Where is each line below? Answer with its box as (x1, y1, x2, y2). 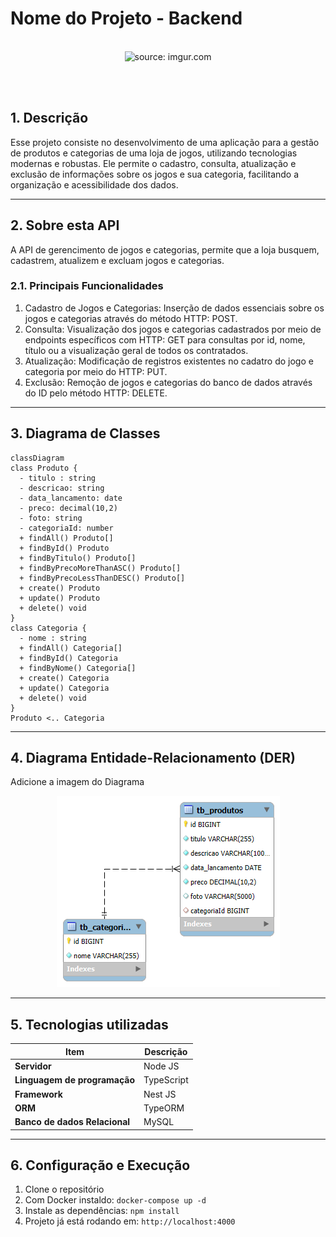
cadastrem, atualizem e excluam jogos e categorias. (10, 254, 225, 266)
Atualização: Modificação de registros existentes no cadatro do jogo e (24, 355, 314, 367)
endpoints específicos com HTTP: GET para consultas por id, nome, (24, 333, 306, 346)
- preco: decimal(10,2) (19, 503, 118, 513)
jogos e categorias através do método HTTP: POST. (24, 312, 238, 324)
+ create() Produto (19, 583, 101, 593)
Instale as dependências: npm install (24, 1205, 180, 1217)
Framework (14, 1088, 63, 1100)
